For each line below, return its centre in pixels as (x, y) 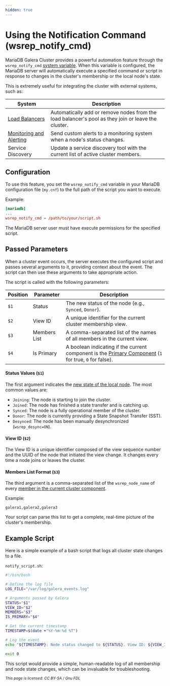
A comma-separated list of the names (111, 332)
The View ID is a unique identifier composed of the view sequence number (83, 450)
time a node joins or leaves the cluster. (46, 460)
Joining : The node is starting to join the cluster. (62, 400)
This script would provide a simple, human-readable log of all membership (83, 663)
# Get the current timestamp (36, 626)
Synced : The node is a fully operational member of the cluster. (76, 411)
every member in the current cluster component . (56, 489)
